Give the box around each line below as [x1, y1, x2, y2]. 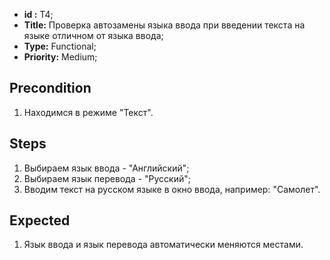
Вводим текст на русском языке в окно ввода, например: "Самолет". [23, 183, 321, 195]
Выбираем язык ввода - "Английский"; [23, 162, 190, 174]
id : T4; [23, 9, 54, 20]
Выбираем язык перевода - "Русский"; [23, 172, 191, 184]
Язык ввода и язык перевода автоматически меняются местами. [23, 239, 304, 251]
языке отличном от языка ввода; [23, 30, 164, 41]
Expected [9, 212, 71, 229]
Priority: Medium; [23, 51, 98, 63]
